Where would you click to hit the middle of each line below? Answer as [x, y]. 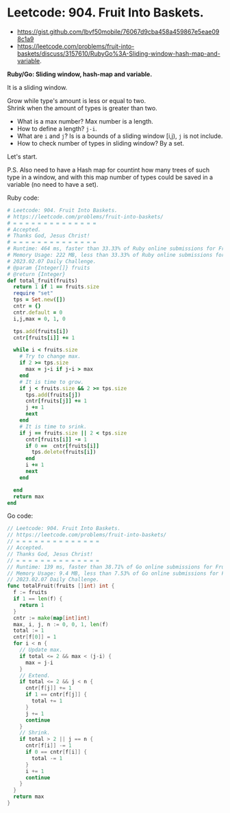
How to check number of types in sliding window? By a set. [101, 143]
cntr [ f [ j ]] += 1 [48, 688]
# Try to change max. [50, 356]
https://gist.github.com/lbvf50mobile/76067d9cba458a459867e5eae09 [118, 32]
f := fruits [30, 593]
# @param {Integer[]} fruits [49, 268]
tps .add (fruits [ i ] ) [41, 331]
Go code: [20, 516]
